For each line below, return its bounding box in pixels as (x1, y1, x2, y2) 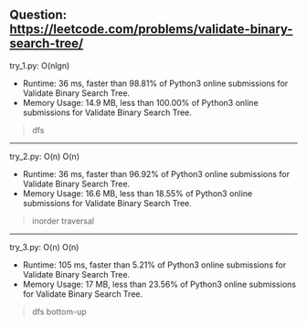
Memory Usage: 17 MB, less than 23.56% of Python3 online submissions (22, 279, 297, 289)
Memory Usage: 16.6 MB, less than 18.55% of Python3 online (22, 187, 253, 199)
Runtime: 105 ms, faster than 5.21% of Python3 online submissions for (22, 259, 286, 270)
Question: (9, 7, 68, 23)
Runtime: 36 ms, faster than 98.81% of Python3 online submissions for (22, 78, 289, 89)
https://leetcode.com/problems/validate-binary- (9, 22, 293, 37)
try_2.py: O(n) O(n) (9, 151, 80, 162)
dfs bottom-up (31, 306, 87, 317)
